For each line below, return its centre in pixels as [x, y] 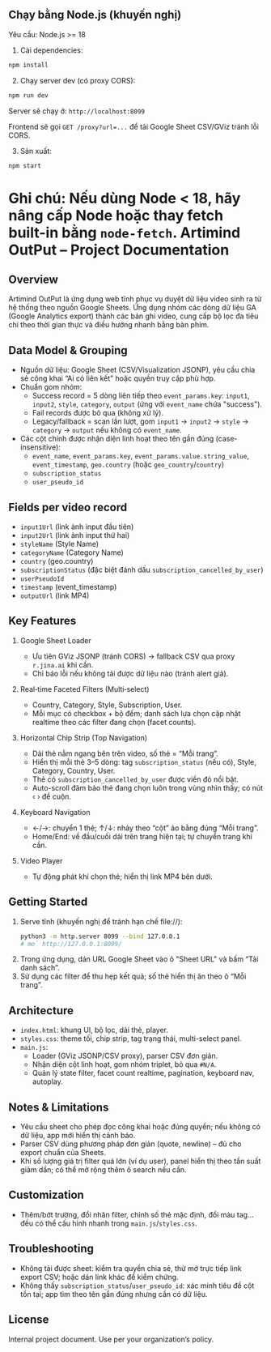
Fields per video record [68, 507]
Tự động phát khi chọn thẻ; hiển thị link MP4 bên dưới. [122, 876]
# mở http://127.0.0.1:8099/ [71, 944]
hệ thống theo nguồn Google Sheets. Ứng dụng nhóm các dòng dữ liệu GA [133, 308]
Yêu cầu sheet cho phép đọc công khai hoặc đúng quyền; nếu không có [140, 1127]
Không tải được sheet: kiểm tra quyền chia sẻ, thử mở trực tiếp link [131, 1268]
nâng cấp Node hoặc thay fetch [116, 215]
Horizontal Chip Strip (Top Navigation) [84, 737]
